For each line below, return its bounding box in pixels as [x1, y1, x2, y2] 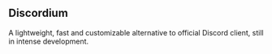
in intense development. [8, 36, 89, 46]
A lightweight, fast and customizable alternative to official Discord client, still [8, 27, 264, 37]
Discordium [8, 6, 69, 20]
